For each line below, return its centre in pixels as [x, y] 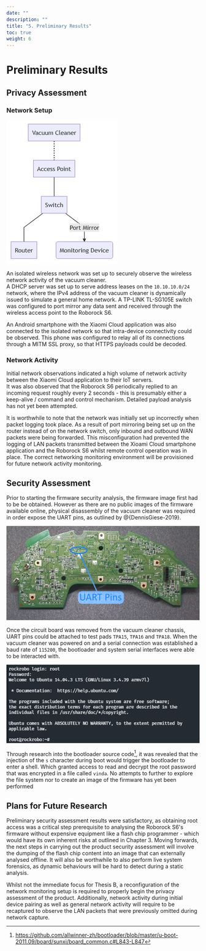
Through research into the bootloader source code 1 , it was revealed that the [102, 753]
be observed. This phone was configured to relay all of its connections [96, 337]
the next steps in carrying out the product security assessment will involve [100, 847]
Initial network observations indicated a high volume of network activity [97, 373]
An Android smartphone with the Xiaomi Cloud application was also [91, 325]
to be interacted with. [33, 656]
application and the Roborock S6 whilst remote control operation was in [97, 451]
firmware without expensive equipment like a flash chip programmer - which [103, 834]
